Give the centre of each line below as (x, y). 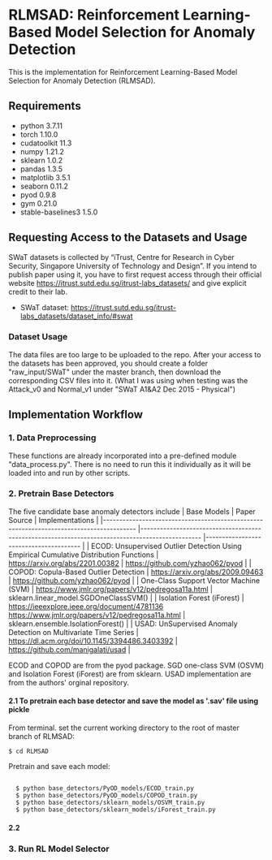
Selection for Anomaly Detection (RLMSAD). (82, 80)
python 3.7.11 (41, 125)
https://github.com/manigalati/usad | (70, 649)
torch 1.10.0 (39, 134)
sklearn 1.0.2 (41, 160)
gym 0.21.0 (39, 203)
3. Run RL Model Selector (59, 849)
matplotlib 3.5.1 (45, 177)
